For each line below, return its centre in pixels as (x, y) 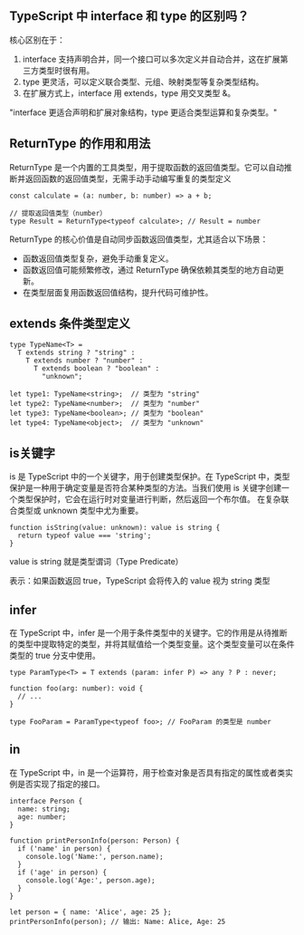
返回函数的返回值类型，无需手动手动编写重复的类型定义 (128, 178)
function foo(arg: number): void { (76, 689)
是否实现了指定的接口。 (61, 784)
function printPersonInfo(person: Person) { (95, 841)
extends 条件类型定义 (70, 324)
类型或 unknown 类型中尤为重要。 (80, 511)
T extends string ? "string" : (76, 353)
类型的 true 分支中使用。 (55, 656)
